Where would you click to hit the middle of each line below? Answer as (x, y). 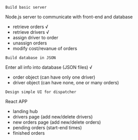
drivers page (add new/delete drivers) (53, 117)
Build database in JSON (31, 58)
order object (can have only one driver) (54, 77)
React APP (17, 101)
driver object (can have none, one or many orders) (66, 83)
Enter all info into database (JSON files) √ (49, 67)
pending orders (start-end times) (47, 127)
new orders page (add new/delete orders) (57, 122)
